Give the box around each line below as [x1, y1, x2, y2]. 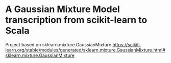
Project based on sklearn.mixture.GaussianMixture [5, 41, 112, 47]
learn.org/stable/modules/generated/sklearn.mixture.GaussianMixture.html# [5, 47, 166, 53]
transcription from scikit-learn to [5, 14, 148, 26]
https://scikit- [112, 41, 141, 47]
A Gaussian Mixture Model [5, 4, 120, 15]
